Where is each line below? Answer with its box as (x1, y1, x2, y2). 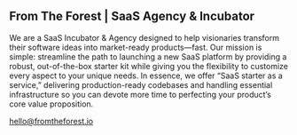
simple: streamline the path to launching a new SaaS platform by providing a (9, 51, 287, 62)
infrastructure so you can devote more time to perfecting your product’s (9, 89, 272, 99)
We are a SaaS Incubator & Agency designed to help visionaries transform (9, 32, 279, 43)
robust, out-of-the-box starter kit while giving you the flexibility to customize (9, 60, 289, 71)
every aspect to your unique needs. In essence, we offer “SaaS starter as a (9, 70, 284, 81)
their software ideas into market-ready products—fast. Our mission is (9, 42, 262, 52)
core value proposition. (9, 99, 94, 109)
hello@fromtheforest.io (9, 115, 94, 126)
